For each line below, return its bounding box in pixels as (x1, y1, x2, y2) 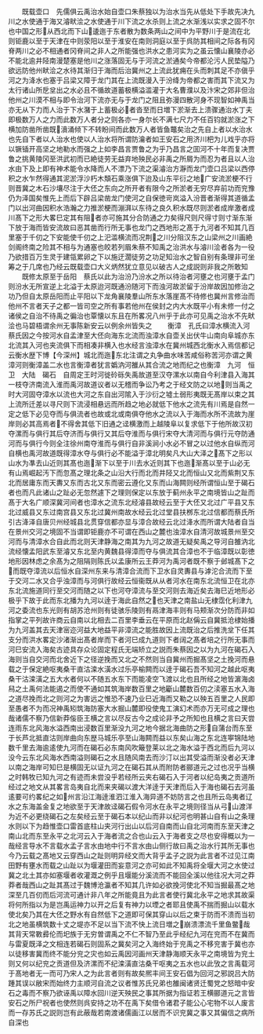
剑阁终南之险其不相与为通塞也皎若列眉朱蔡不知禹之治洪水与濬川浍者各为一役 (8, 243, 255, 251)
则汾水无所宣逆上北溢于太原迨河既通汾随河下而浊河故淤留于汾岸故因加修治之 (8, 282, 255, 290)
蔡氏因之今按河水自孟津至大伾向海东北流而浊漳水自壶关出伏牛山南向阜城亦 (8, 331, 248, 340)
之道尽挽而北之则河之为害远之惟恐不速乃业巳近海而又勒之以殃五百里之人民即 (8, 694, 255, 703)
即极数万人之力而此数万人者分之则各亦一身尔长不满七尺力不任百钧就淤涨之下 (8, 115, 255, 124)
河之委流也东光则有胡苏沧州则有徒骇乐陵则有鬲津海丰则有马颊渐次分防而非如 (8, 605, 255, 615)
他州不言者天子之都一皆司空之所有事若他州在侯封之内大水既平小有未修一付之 (8, 301, 255, 310)
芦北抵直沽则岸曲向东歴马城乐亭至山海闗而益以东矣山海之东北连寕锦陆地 (21, 733, 255, 742)
